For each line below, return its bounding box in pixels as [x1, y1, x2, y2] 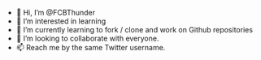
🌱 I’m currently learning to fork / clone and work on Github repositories [15, 25, 254, 34]
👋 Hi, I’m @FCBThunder [15, 8, 96, 17]
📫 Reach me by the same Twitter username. [15, 43, 166, 52]
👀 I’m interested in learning [15, 16, 107, 26]
